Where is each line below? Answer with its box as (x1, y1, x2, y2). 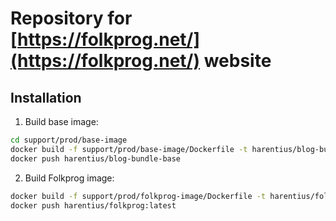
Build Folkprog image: (24, 172, 115, 184)
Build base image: (24, 116, 99, 127)
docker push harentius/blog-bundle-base (10, 153, 182, 164)
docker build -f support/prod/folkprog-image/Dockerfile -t (10, 191, 267, 201)
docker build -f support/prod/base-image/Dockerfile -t (10, 144, 248, 154)
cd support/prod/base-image (10, 135, 128, 145)
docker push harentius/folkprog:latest (10, 200, 177, 211)
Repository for (10, 7, 133, 30)
